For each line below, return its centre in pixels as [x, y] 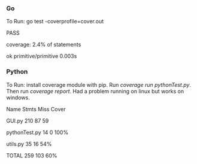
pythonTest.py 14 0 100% [37, 132]
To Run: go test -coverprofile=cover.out [55, 22]
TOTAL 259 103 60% [32, 155]
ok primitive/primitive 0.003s [42, 56]
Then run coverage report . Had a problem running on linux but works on [95, 91]
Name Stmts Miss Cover [36, 109]
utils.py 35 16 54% [29, 144]
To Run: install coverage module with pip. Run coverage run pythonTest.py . [99, 84]
